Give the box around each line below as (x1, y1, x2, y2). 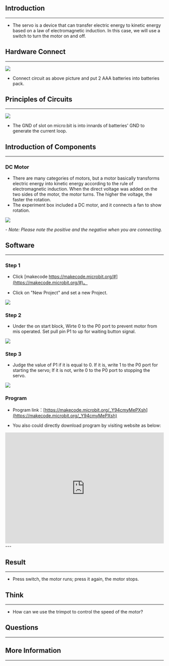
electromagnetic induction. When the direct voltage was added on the (12, 186, 157, 192)
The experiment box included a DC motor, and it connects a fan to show (12, 202, 162, 208)
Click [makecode (12, 273, 48, 280)
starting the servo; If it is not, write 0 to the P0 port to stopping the (12, 367, 150, 373)
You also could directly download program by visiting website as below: (12, 422, 161, 428)
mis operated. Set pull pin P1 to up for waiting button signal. (12, 328, 136, 335)
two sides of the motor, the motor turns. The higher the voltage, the (12, 191, 152, 197)
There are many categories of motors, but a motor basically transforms (12, 175, 160, 181)
